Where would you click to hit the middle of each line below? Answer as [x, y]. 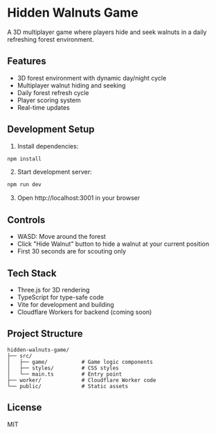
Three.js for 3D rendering [53, 290]
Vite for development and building [65, 304]
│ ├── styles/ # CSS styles [63, 368]
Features [27, 61]
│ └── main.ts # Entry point [65, 374]
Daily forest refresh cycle [53, 92]
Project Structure [45, 334]
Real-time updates [44, 107]
